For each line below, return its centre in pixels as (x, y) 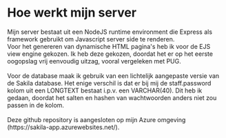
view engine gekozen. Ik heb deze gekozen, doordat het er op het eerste (110, 54)
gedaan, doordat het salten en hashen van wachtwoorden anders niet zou (112, 97)
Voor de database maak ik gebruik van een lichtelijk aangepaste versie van (113, 76)
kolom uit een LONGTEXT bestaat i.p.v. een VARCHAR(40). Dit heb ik (105, 90)
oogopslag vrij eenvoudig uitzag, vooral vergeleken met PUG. (94, 61)
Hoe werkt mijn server (72, 13)
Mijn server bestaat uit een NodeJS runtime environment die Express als (110, 32)
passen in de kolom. (35, 105)
